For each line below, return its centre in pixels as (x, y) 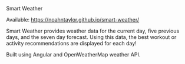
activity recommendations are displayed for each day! (71, 43)
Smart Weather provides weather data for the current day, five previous (93, 31)
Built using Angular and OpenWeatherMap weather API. (73, 54)
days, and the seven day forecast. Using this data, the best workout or (91, 37)
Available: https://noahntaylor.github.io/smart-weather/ (73, 19)
